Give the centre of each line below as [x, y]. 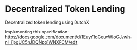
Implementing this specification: [37, 32]
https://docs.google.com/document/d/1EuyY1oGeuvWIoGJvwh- [68, 37]
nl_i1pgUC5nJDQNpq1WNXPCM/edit [41, 42]
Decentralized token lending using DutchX [47, 22]
